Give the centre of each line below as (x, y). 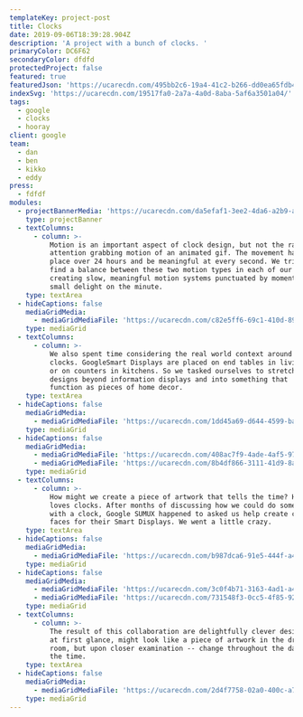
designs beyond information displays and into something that (169, 379)
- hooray (34, 127)
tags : (19, 102)
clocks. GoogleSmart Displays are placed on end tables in (163, 363)
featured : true (38, 77)
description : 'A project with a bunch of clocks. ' (108, 43)
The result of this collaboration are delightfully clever (163, 631)
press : (22, 186)
